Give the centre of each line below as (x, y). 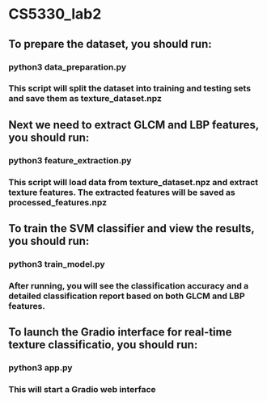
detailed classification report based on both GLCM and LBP (127, 296)
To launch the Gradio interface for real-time (120, 332)
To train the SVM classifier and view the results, (131, 228)
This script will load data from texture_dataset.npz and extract (133, 182)
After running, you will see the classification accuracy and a (129, 285)
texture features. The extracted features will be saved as (122, 192)
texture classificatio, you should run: (103, 345)
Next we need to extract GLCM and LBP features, (133, 125)
